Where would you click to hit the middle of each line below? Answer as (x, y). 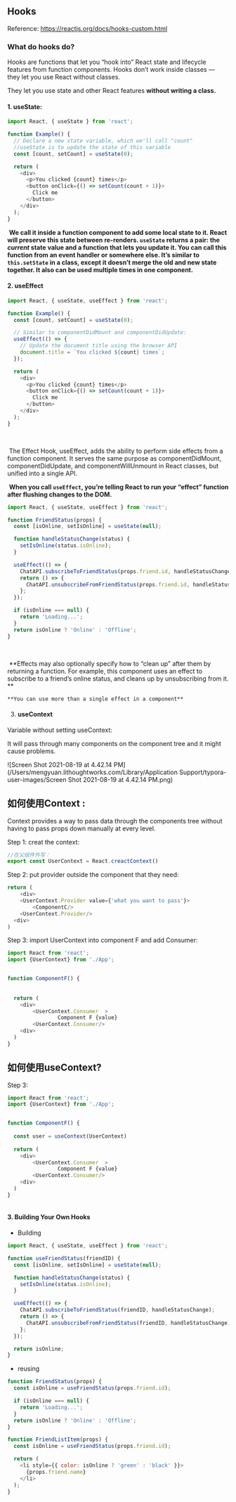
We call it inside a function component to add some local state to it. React (118, 232)
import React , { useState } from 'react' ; (70, 122)
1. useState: (25, 107)
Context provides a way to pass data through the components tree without (115, 821)
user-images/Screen (37, 779)
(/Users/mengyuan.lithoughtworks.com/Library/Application (92, 772)
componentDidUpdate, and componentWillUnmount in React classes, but (113, 466)
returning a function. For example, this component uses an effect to (105, 671)
